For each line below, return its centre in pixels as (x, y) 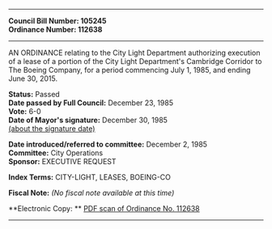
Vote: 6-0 (25, 111)
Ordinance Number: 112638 (55, 30)
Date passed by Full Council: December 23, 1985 (91, 103)
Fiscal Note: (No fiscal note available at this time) (91, 193)
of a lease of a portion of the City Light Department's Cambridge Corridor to (135, 61)
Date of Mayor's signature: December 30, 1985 (88, 120)
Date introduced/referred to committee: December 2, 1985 (108, 144)
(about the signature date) (52, 129)
